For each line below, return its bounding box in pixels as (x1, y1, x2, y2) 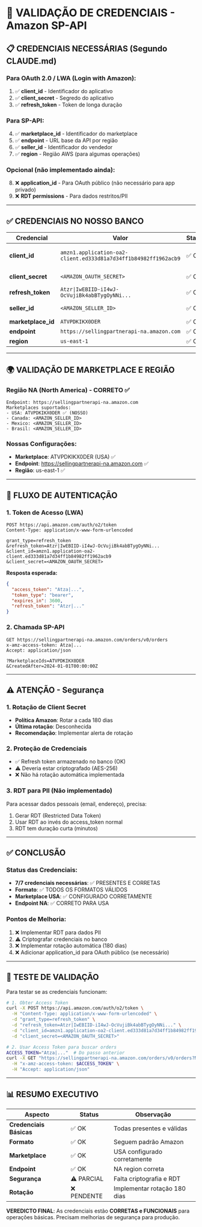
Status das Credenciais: (6, 866, 78, 874)
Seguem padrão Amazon (113, 1137, 184, 1146)
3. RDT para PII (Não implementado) (6, 786, 112, 795)
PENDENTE (70, 1192, 103, 1200)
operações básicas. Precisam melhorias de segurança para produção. (6, 1213, 180, 1220)
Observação (135, 1110, 171, 1118)
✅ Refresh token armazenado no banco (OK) (14, 758, 126, 765)
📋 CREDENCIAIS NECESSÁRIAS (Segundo (6, 43, 168, 54)
